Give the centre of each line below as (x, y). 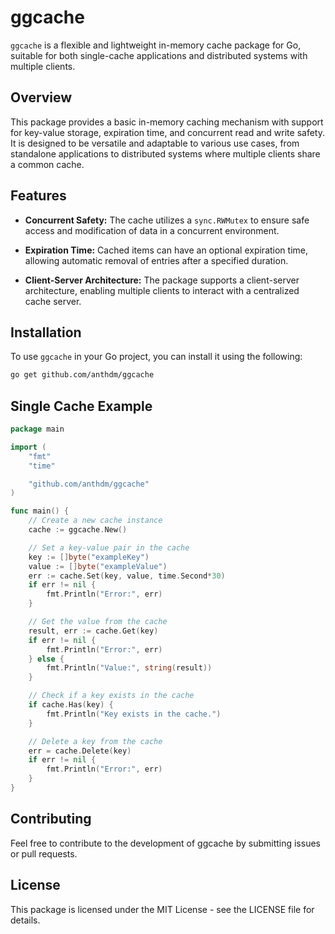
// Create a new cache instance (95, 521)
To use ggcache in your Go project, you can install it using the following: (156, 357)
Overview (41, 97)
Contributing (51, 819)
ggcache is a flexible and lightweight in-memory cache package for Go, (156, 45)
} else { (46, 659)
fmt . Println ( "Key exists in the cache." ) (134, 714)
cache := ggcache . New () (78, 530)
